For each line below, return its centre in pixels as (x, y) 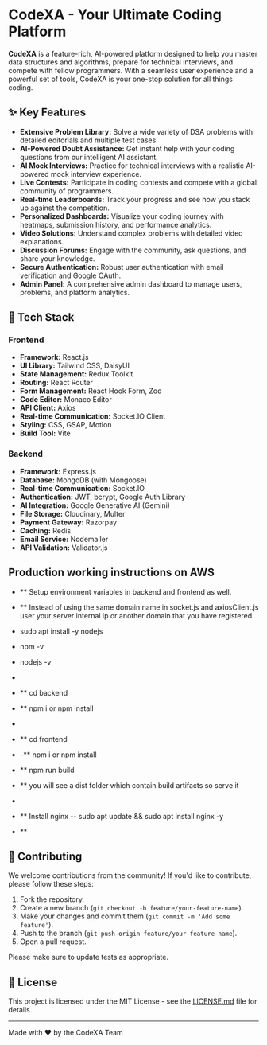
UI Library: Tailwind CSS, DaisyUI (74, 366)
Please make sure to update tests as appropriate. (89, 957)
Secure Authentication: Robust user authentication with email (122, 267)
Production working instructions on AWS (111, 573)
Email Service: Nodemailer (64, 539)
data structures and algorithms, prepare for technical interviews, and (121, 62)
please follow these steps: (51, 884)
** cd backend (44, 692)
